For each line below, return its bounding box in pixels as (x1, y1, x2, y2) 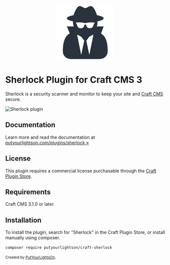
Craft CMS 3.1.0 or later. (5, 201, 55, 207)
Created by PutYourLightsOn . (5, 255, 56, 260)
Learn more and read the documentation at (5, 134, 95, 140)
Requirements (5, 187, 51, 196)
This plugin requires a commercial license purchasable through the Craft (5, 168, 156, 174)
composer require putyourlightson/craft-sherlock (5, 245, 113, 250)
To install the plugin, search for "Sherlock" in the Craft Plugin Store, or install (5, 230, 165, 236)
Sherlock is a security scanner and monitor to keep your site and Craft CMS (5, 91, 163, 97)
